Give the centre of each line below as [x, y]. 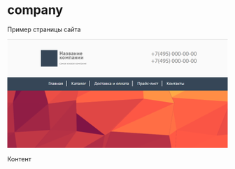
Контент [19, 159]
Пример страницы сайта [44, 29]
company [35, 10]
